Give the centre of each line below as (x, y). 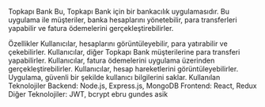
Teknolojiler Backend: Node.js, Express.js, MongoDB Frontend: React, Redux (132, 86)
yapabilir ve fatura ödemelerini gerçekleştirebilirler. (91, 28)
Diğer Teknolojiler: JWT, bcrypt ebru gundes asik (88, 94)
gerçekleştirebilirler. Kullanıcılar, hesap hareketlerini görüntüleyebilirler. (123, 69)
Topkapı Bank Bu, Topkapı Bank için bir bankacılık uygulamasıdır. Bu (119, 11)
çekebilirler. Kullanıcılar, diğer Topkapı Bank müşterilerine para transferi (124, 52)
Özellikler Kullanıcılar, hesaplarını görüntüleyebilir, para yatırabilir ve (118, 44)
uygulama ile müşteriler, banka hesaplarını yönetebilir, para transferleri (123, 20)
